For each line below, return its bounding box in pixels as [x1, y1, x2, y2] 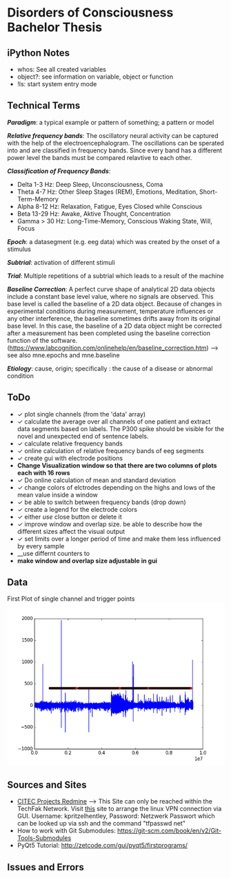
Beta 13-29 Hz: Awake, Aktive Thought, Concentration [17, 209, 171, 218]
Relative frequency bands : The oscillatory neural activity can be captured [7, 131, 219, 139]
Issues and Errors [7, 861, 84, 873]
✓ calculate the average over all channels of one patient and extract [17, 417, 211, 426]
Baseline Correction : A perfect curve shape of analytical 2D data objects [7, 285, 215, 293]
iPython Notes [7, 47, 70, 59]
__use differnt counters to [17, 549, 90, 557]
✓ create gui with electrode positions [17, 454, 123, 462]
